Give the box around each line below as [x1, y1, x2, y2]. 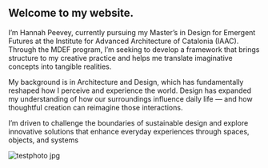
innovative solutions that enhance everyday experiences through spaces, [8, 126, 250, 136]
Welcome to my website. [8, 6, 134, 20]
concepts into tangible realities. [8, 62, 112, 71]
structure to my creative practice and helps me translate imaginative [8, 53, 234, 62]
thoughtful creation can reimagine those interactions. [8, 102, 183, 112]
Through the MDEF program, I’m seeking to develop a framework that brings [8, 44, 260, 54]
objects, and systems [8, 135, 78, 145]
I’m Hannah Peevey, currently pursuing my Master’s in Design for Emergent [8, 27, 256, 37]
